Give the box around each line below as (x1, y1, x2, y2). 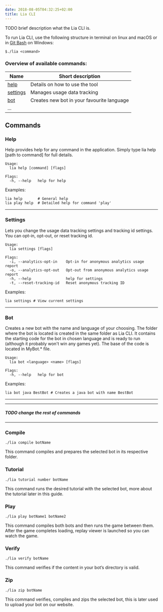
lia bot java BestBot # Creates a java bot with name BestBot (5, 390, 133, 396)
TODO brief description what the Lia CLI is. (5, 25, 91, 31)
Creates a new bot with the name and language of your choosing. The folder (5, 325, 158, 331)
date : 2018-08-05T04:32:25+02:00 (5, 7, 73, 12)
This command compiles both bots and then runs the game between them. (5, 522, 154, 528)
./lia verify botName (5, 556, 49, 561)
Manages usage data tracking (30, 89, 98, 95)
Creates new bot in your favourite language (30, 97, 129, 104)
